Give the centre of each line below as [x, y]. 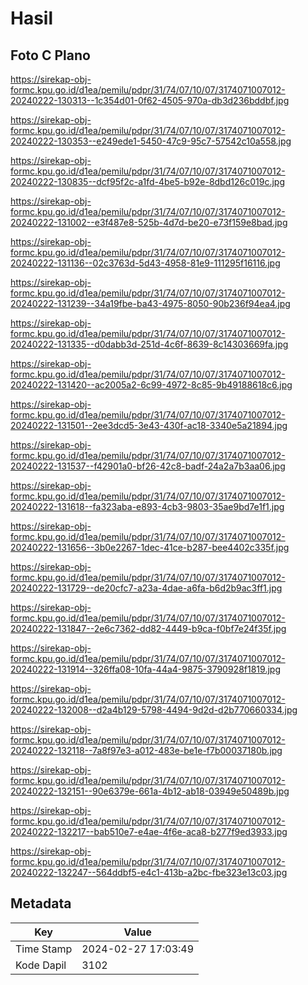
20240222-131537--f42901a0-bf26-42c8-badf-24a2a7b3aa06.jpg [148, 466]
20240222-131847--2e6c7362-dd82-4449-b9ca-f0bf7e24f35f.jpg [148, 628]
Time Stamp [44, 949]
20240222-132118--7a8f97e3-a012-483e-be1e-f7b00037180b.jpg [146, 750]
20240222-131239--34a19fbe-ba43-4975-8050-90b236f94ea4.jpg [150, 303]
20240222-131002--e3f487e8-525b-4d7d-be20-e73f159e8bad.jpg [149, 222]
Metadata [41, 903]
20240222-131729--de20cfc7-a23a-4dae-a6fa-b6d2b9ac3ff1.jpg [146, 588]
